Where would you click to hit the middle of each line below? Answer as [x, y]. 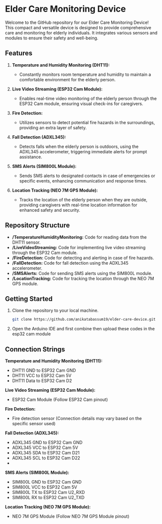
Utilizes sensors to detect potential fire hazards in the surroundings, [87, 122]
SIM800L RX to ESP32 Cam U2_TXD [48, 498]
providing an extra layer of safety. [53, 127]
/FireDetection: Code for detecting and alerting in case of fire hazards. [83, 258]
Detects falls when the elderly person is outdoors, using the [79, 146]
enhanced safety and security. [50, 210]
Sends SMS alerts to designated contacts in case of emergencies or [87, 176]
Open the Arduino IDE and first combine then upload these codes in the [83, 329]
